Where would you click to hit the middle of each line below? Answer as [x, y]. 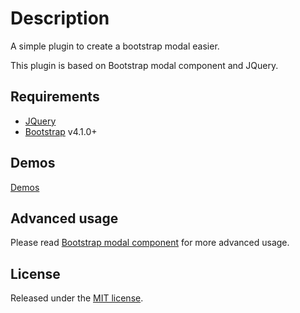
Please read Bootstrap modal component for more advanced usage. [150, 243]
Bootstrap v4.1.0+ [61, 131]
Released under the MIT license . [77, 298]
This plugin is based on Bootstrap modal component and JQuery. [144, 65]
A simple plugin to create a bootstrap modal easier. [115, 46]
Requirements [55, 97]
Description [60, 18]
